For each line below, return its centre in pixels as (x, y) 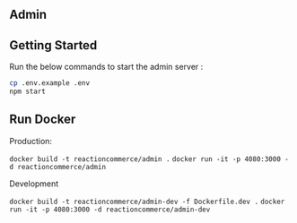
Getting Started (53, 45)
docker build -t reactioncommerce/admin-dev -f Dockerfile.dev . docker (147, 202)
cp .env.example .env (50, 83)
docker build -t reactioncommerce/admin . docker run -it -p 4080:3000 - (149, 159)
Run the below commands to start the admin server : (106, 67)
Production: (31, 141)
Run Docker (43, 120)
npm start (28, 92)
